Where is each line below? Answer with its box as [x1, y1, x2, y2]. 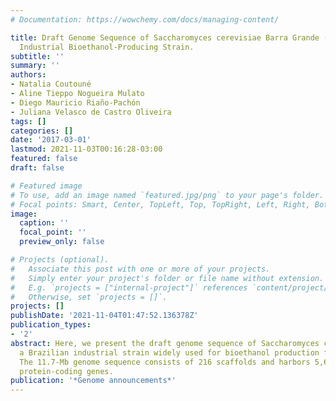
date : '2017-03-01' [10, 135, 92, 145]
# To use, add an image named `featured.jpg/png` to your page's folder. [10, 190, 325, 200]
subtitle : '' [10, 51, 65, 61]
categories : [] [10, 126, 74, 136]
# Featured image [10, 181, 83, 191]
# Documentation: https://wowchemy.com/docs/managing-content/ [10, 14, 280, 25]
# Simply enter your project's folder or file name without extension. [10, 273, 325, 283]
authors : [10, 70, 47, 80]
